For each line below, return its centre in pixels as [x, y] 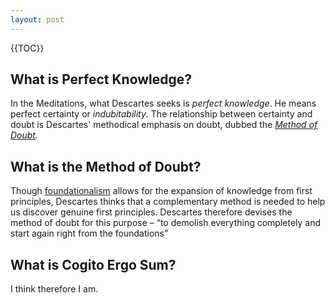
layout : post [37, 19]
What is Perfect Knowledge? [101, 79]
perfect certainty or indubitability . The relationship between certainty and [161, 114]
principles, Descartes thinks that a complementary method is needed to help [168, 202]
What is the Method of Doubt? [106, 166]
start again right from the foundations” [89, 233]
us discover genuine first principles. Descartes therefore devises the [151, 212]
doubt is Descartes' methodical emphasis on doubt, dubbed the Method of [164, 125]
